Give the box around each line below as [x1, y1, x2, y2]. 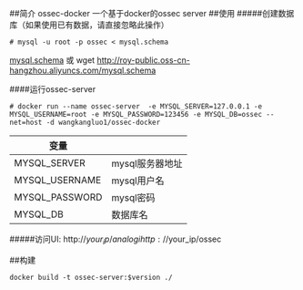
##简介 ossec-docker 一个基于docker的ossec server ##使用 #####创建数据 [9, 8, 295, 18]
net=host [9, 118, 43, 127]
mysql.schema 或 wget [9, 55, 96, 66]
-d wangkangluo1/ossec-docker [45, 118, 161, 127]
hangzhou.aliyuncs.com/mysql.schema [9, 65, 157, 76]
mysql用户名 [111, 174, 166, 187]
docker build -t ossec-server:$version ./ [9, 273, 173, 282]
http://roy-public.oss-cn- [96, 55, 191, 66]
